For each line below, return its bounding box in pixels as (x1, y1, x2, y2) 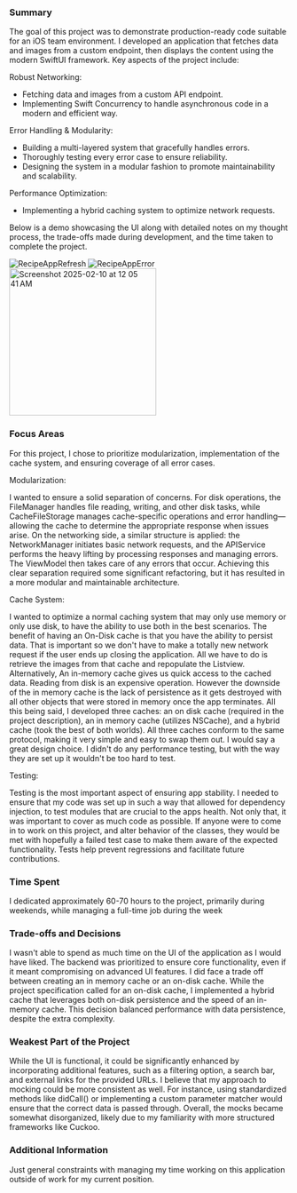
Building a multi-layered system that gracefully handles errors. (21, 142, 250, 153)
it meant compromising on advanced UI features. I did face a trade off (9, 966, 264, 977)
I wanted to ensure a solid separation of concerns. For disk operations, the (9, 491, 282, 503)
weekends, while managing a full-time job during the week (9, 904, 223, 916)
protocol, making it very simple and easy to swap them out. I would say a (9, 734, 276, 744)
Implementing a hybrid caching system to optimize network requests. (21, 205, 276, 216)
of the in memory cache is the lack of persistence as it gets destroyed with (9, 687, 282, 697)
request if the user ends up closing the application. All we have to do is (9, 648, 269, 659)
